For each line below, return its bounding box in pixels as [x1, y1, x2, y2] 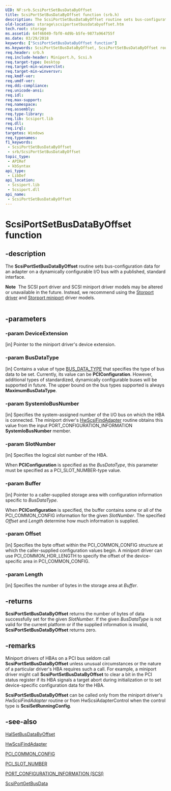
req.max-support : [5, 97, 42, 102]
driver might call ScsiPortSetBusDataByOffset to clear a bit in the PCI [5, 671, 153, 677]
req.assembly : [5, 107, 36, 112]
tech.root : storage [5, 26, 47, 32]
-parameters [5, 315, 46, 324]
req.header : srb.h [5, 50, 44, 55]
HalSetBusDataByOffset [5, 731, 55, 737]
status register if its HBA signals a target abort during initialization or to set [5, 677, 161, 683]
